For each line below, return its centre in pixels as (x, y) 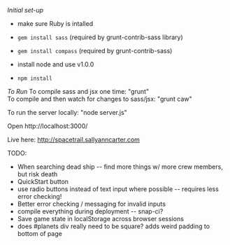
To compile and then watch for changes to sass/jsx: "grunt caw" (100, 99)
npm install (35, 78)
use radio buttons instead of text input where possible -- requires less (118, 189)
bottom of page (40, 233)
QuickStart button (43, 182)
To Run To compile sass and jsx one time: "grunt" (78, 91)
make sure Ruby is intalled (55, 23)
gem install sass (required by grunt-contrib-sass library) (100, 37)
